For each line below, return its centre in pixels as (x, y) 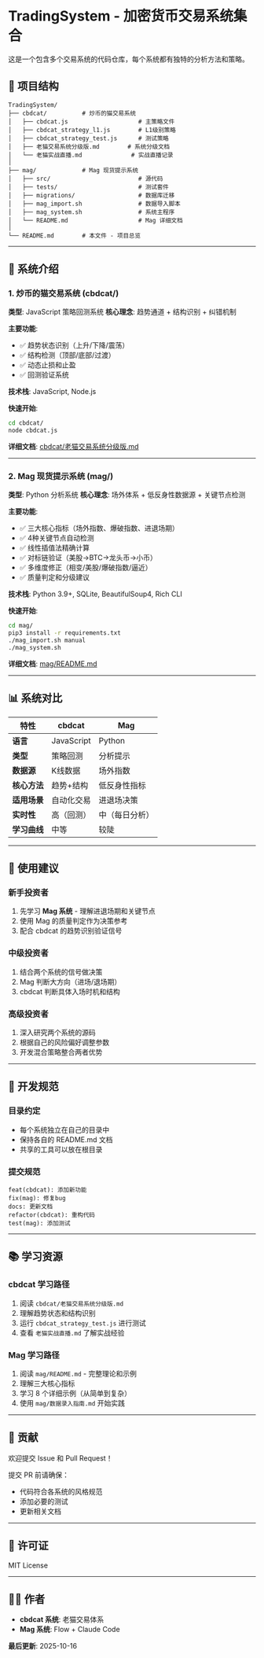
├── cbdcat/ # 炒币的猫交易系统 (72, 113)
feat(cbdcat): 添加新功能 (48, 1190)
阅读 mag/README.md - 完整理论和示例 (78, 1374)
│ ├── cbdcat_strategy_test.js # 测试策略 (88, 138)
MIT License (28, 1565)
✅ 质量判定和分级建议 (55, 577)
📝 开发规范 (33, 1087)
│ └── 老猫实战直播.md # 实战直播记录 (91, 155)
